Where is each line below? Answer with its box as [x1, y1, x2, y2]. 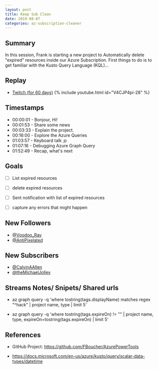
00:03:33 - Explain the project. [12, 127, 74, 133]
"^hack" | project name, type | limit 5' [12, 302, 87, 308]
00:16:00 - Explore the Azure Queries [12, 132, 87, 138]
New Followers [5, 219, 51, 228]
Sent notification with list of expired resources [12, 194, 105, 201]
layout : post [5, 7, 32, 12]
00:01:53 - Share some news [12, 122, 70, 128]
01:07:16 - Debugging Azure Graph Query [12, 142, 96, 148]
